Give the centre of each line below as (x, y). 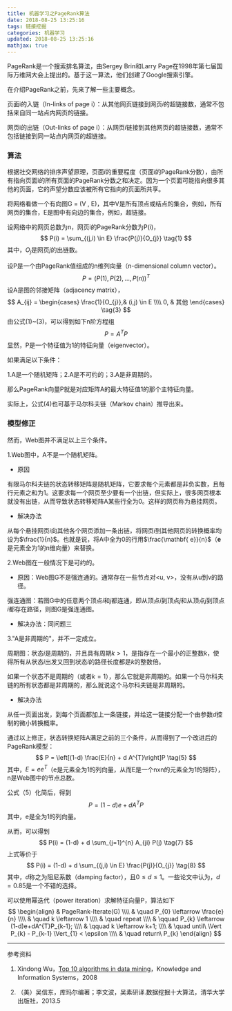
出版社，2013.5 (39, 1001)
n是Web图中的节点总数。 (43, 778)
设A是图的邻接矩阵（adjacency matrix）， (66, 290)
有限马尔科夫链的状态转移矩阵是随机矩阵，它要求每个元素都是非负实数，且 (113, 484)
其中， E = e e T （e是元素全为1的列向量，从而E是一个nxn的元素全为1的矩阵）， (116, 769)
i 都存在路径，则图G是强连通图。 (52, 609)
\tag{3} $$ (116, 310)
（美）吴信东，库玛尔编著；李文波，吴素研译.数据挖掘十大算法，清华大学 (121, 992)
